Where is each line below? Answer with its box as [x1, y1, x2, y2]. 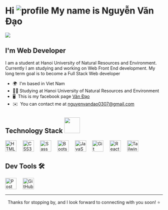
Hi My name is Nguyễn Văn [5, 5, 154, 17]
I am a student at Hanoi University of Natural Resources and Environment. [5, 60, 157, 66]
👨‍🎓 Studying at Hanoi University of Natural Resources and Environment [12, 88, 159, 94]
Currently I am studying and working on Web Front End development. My [5, 65, 155, 71]
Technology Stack [5, 127, 63, 135]
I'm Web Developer [5, 47, 66, 55]
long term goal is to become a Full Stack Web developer [5, 70, 120, 76]
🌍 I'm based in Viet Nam [12, 80, 65, 86]
